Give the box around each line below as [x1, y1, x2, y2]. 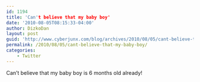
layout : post [6, 31, 39, 37]
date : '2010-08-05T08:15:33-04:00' [6, 20, 95, 26]
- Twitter [17, 53, 42, 59]
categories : [6, 48, 36, 53]
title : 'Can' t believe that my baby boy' [6, 14, 111, 20]
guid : [6, 36, 20, 42]
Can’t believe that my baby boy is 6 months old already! [6, 69, 143, 76]
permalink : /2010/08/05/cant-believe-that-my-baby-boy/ [6, 42, 148, 48]
